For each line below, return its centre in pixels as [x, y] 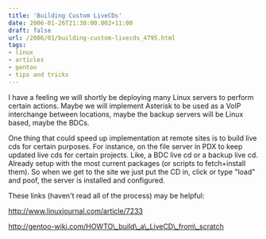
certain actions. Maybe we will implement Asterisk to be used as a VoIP [125, 106]
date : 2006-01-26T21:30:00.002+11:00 [71, 23]
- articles [26, 60]
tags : [17, 45]
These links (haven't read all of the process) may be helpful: [106, 195]
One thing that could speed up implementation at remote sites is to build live [133, 138]
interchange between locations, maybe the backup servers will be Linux [126, 114]
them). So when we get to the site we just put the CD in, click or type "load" [132, 172]
